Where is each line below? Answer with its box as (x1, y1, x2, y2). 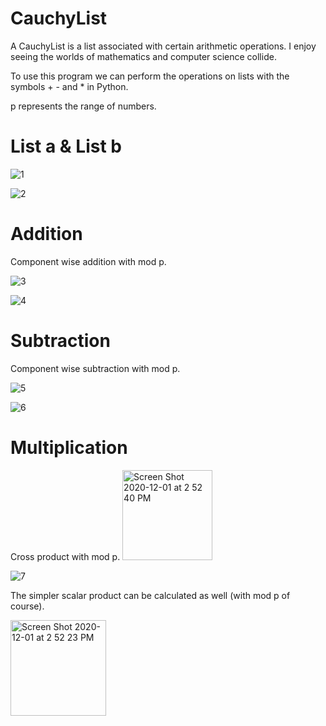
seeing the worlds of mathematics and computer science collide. (10, 50, 277, 62)
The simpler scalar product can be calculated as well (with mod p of (10, 589, 291, 601)
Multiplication (10, 436, 128, 459)
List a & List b (10, 135, 122, 158)
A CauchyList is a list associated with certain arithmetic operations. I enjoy (10, 40, 317, 52)
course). (10, 600, 45, 612)
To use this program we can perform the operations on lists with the (10, 70, 290, 82)
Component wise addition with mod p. (10, 255, 167, 267)
